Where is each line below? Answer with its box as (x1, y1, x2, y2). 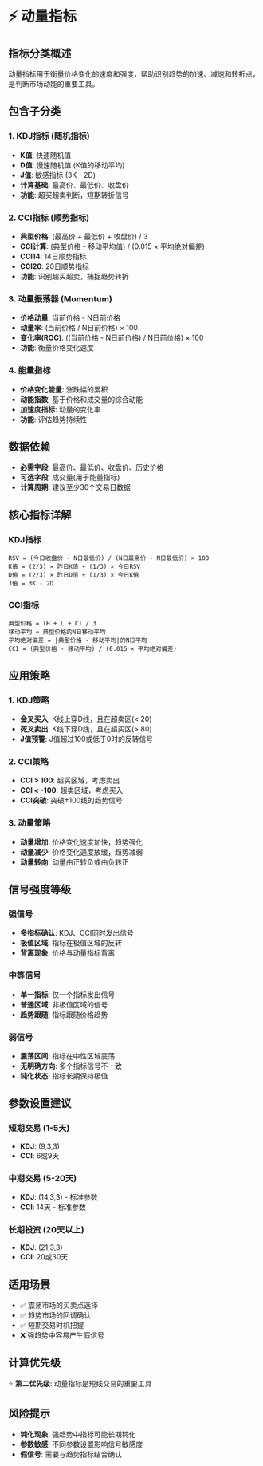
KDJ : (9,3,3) (19, 1141, 60, 1151)
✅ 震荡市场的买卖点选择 (19, 1301, 98, 1310)
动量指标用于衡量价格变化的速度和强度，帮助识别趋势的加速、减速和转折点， (8, 69, 260, 78)
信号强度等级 (8, 883, 72, 897)
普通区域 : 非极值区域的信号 (19, 999, 108, 1009)
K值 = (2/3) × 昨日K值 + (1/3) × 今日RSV (8, 563, 141, 571)
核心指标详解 (8, 508, 72, 522)
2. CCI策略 (8, 755, 49, 766)
